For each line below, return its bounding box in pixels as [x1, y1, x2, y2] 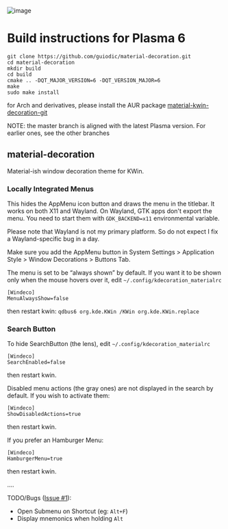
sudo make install [7, 89, 60, 96]
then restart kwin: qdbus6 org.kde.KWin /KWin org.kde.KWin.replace [7, 307, 200, 315]
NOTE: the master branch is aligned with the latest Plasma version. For [7, 121, 206, 130]
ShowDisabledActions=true [7, 411, 81, 418]
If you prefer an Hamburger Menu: [7, 436, 104, 445]
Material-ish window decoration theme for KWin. [7, 167, 144, 175]
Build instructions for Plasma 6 [7, 31, 186, 46]
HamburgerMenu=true [7, 456, 63, 463]
